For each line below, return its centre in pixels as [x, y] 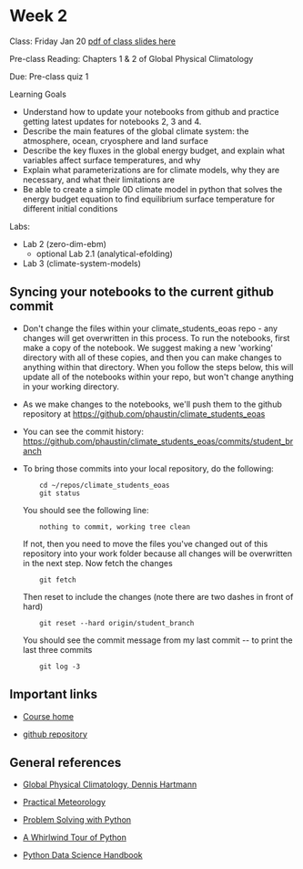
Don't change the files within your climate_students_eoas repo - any [150, 328]
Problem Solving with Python [77, 820]
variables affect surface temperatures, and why [111, 160]
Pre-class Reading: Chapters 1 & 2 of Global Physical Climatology [131, 58]
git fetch [58, 580]
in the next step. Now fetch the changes [97, 563]
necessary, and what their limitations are [99, 180]
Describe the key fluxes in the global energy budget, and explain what [153, 150]
